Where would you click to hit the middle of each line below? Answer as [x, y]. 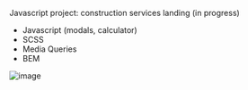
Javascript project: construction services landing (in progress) [124, 13]
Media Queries [49, 49]
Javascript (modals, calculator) [80, 30]
